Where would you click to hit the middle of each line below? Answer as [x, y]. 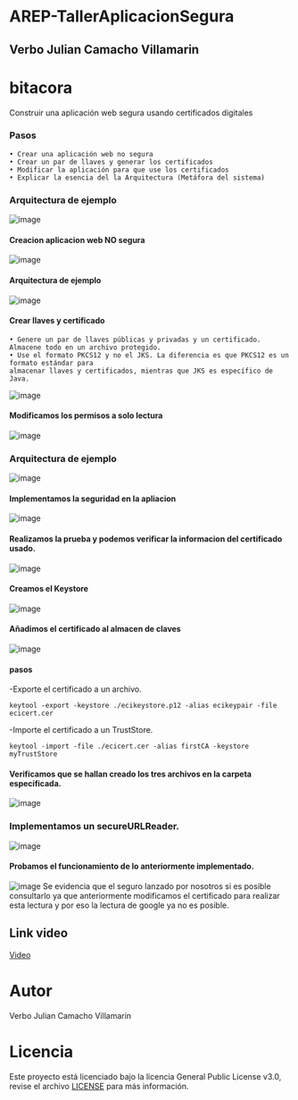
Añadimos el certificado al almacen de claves [95, 629]
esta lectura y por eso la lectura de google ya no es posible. [119, 905]
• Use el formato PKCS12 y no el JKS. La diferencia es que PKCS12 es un [149, 355]
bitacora [41, 88]
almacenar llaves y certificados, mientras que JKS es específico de [141, 371]
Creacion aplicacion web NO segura [77, 239]
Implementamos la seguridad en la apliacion [93, 499]
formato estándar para [51, 363]
